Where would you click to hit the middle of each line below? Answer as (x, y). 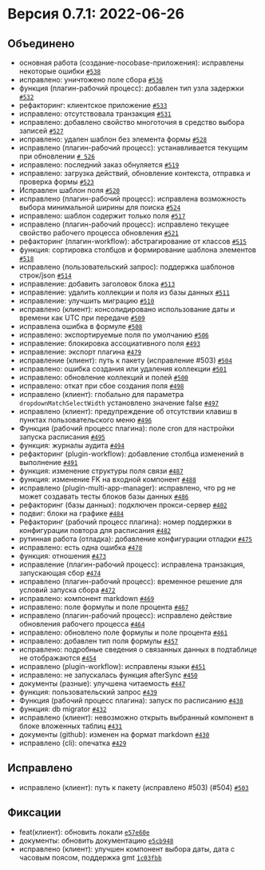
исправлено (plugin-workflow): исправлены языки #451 (112, 666)
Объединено (41, 44)
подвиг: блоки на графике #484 (71, 513)
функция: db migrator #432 (63, 709)
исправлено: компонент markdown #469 (87, 598)
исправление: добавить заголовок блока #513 (97, 284)
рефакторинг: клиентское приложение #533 (93, 105)
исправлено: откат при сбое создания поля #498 (101, 386)
